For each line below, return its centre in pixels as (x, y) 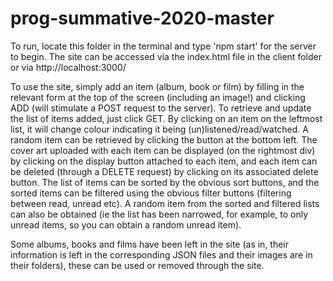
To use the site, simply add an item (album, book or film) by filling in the (157, 86)
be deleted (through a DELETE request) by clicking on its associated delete (164, 171)
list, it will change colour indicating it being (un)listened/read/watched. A (159, 129)
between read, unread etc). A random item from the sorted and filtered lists (165, 203)
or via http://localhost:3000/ (68, 67)
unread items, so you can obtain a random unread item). (126, 224)
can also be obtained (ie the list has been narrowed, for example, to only (159, 214)
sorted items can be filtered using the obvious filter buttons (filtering (151, 193)
